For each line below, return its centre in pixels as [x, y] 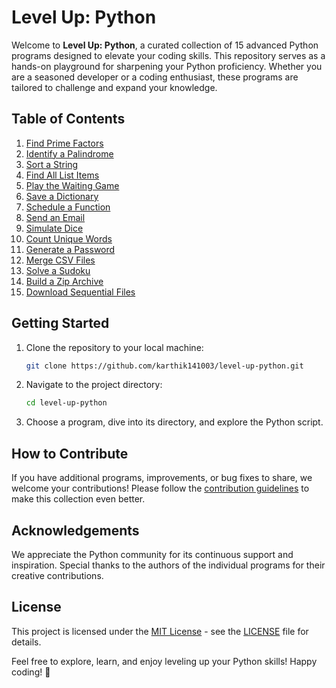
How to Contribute [70, 453]
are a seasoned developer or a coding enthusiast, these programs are [155, 77]
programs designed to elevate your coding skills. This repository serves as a [168, 55]
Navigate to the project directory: [94, 385]
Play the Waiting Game [72, 185]
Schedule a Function [68, 207]
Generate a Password [70, 249]
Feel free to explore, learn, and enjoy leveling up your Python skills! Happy [164, 661]
